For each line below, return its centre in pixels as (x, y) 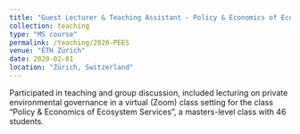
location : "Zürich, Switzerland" (71, 68)
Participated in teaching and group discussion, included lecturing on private (149, 92)
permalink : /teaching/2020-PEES (69, 42)
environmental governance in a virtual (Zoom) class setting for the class (142, 102)
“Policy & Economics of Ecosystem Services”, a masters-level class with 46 (148, 112)
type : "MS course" (43, 34)
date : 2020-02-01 (42, 59)
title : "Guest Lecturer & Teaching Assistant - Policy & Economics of (143, 17)
